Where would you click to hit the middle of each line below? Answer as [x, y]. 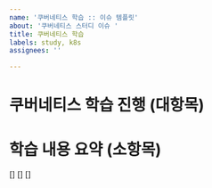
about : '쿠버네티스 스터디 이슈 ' [64, 26]
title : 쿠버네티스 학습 [47, 34]
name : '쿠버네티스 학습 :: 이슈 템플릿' [74, 17]
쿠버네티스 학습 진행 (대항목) [107, 106]
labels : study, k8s [45, 42]
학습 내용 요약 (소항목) [86, 149]
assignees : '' [36, 51]
